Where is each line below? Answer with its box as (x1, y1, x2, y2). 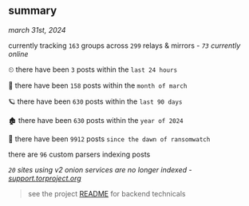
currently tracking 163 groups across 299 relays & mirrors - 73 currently (8, 41, 241, 50)
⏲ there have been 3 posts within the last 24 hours (8, 65, 178, 74)
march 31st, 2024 (8, 25, 66, 34)
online (8, 49, 29, 58)
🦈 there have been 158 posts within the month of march (8, 81, 188, 90)
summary (8, 4, 57, 18)
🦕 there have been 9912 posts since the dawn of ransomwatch (8, 133, 211, 144)
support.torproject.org (8, 173, 81, 183)
